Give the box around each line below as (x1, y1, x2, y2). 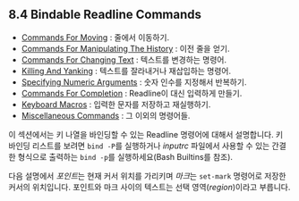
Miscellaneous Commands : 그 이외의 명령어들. (21, 110, 191, 121)
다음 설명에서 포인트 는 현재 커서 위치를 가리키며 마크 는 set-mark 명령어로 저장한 (8, 170, 286, 181)
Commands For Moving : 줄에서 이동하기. (21, 31, 170, 43)
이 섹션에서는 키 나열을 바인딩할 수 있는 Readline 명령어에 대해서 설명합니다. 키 (8, 129, 284, 139)
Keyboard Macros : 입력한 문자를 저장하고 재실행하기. (21, 98, 211, 110)
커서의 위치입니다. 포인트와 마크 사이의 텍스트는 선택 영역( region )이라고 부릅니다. (8, 181, 291, 192)
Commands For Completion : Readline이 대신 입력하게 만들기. (21, 88, 243, 98)
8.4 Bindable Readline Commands (8, 7, 202, 22)
